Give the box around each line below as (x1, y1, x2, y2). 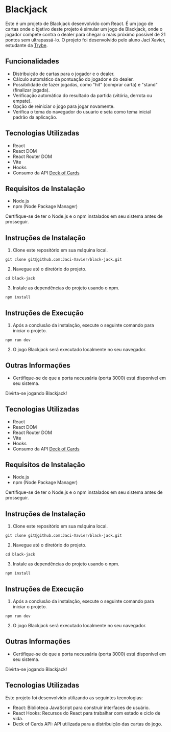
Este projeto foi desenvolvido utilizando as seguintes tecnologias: (5, 694, 143, 701)
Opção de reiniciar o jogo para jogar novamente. (12, 103, 115, 109)
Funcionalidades (5, 57, 60, 66)
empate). (12, 98, 32, 104)
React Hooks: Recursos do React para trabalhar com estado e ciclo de (12, 710, 161, 716)
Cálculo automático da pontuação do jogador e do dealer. (12, 76, 134, 82)
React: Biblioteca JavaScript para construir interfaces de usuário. (12, 704, 150, 711)
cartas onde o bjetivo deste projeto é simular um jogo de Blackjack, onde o (5, 26, 163, 32)
